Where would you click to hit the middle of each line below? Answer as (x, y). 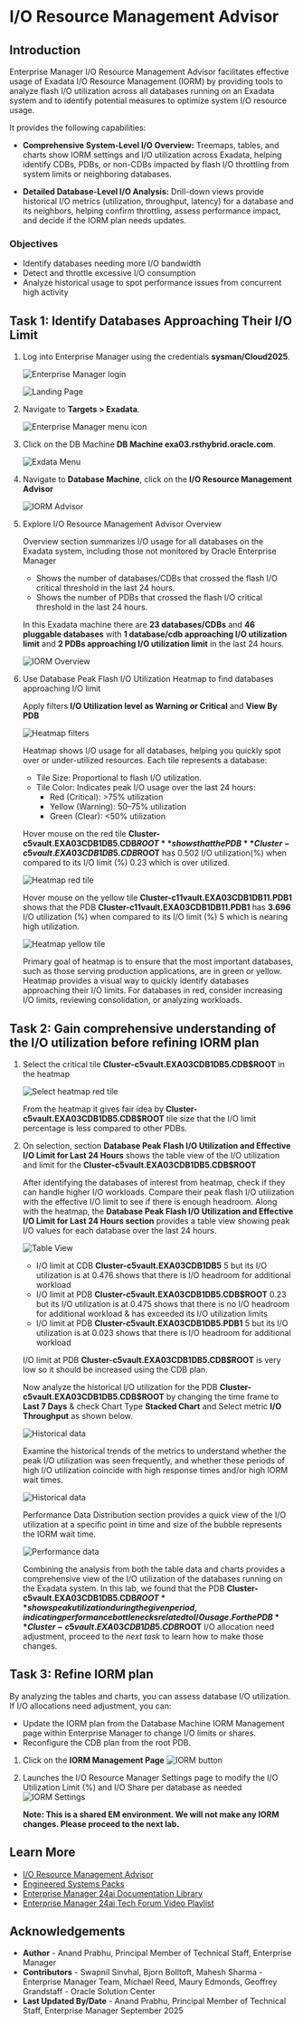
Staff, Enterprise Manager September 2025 (103, 2011)
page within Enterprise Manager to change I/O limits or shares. (139, 1733)
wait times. (43, 1480)
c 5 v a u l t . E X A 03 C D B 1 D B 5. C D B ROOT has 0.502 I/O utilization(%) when (154, 853)
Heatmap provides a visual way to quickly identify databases (136, 981)
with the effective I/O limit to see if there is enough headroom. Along (150, 1201)
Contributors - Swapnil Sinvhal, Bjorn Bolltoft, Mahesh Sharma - (142, 1973)
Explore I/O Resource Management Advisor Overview (122, 524)
